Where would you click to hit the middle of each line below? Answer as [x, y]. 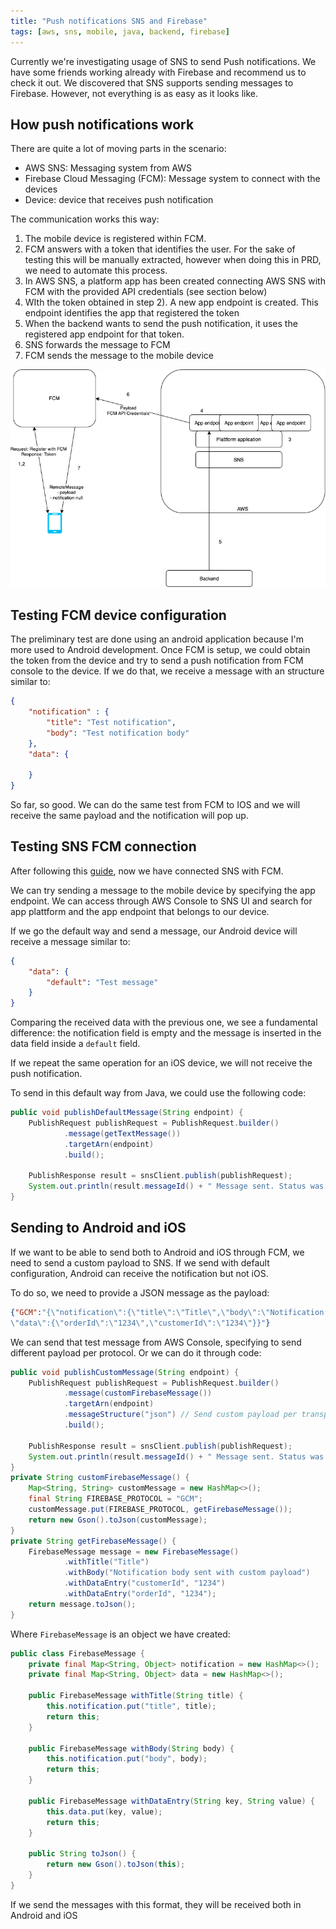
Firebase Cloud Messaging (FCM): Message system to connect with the [172, 179]
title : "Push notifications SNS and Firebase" [109, 21]
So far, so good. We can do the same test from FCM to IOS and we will [155, 804]
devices [41, 189]
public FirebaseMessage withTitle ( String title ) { [136, 1696]
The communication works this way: [85, 219]
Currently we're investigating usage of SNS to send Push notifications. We [163, 61]
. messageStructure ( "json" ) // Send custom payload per [180, 1415]
